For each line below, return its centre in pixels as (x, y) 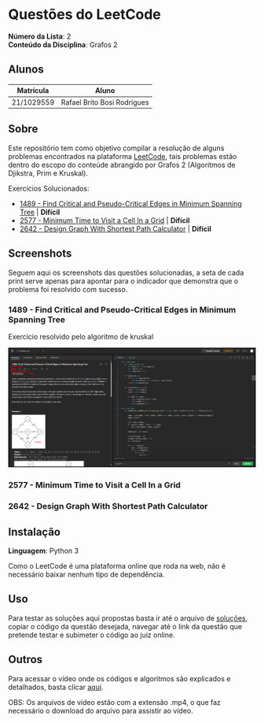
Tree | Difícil (40, 212)
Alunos (26, 70)
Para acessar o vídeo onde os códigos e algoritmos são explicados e (119, 678)
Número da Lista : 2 (40, 36)
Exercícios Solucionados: (49, 188)
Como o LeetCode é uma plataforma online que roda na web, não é (117, 565)
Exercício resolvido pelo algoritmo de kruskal (81, 336)
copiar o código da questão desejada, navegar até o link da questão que (125, 626)
